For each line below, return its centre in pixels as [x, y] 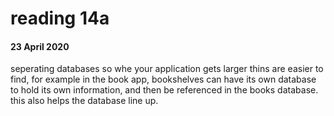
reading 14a [60, 18]
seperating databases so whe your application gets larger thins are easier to [167, 69]
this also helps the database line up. [84, 101]
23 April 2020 [40, 46]
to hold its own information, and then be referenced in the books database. [164, 90]
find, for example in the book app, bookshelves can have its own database [163, 79]
